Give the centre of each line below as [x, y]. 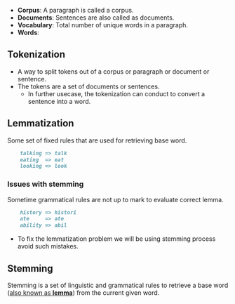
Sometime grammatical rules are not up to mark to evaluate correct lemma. [115, 199]
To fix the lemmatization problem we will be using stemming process [116, 239]
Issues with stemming [46, 184]
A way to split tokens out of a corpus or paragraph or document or [113, 71]
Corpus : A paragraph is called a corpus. [75, 10]
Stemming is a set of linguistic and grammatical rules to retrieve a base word [118, 285]
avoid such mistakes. [48, 246]
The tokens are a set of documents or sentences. [88, 86]
